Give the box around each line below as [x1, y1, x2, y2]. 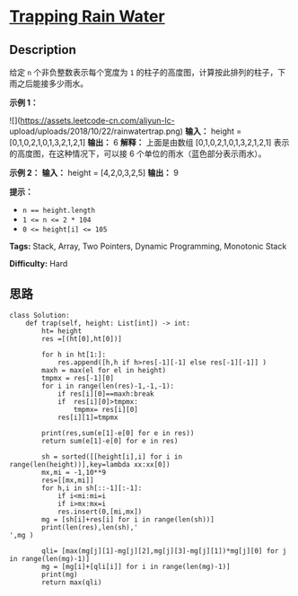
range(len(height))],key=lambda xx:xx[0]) [9, 460, 171, 469]
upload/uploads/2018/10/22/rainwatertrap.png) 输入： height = [9, 126, 242, 136]
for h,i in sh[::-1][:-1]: [41, 483, 143, 493]
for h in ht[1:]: [41, 350, 106, 359]
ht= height [41, 326, 83, 336]
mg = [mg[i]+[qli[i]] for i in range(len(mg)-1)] [41, 562, 231, 571]
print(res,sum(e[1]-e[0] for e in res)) [41, 428, 195, 437]
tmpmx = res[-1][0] [41, 373, 115, 382]
